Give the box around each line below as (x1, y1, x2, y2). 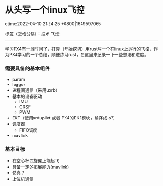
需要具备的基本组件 (5, 65, 50, 72)
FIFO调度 (19, 127, 38, 133)
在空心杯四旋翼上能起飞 (12, 157, 59, 163)
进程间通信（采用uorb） (12, 87, 60, 93)
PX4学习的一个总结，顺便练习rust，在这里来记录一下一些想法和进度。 (9, 51, 149, 57)
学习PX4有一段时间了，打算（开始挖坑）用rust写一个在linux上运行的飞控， (5, 46, 154, 51)
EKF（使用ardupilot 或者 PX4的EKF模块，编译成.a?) (12, 115, 115, 121)
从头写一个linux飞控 (5, 4, 85, 16)
